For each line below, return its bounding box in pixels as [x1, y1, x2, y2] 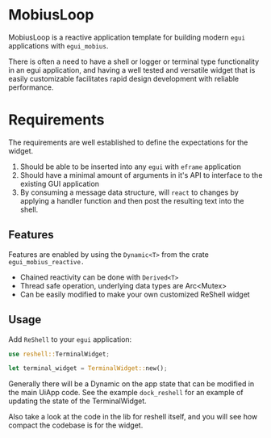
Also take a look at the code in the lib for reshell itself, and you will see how [8, 412, 258, 422]
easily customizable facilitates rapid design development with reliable [8, 74, 240, 83]
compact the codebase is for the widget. [8, 420, 144, 430]
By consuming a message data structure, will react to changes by [19, 187, 240, 197]
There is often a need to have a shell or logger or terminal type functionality [8, 57, 260, 66]
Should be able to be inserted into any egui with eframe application [19, 162, 242, 171]
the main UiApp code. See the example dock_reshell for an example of [8, 388, 244, 398]
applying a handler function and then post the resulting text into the [19, 196, 244, 205]
